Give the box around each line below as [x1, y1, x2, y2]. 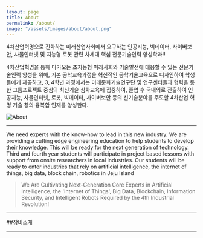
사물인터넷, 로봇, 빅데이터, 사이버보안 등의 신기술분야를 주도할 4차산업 [24, 94, 188, 101]
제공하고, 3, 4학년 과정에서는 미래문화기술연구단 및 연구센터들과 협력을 [22, 79, 188, 86]
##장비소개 [6, 219, 33, 226]
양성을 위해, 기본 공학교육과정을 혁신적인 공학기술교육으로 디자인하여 [22, 71, 184, 79]
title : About [6, 15, 39, 21]
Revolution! [21, 200, 50, 208]
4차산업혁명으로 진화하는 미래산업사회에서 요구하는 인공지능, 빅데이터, [6, 43, 172, 50]
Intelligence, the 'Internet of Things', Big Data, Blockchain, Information [21, 188, 196, 195]
